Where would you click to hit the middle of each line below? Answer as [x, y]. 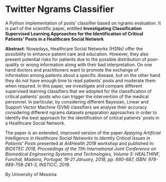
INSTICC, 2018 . [55, 164]
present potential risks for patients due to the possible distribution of [76, 59]
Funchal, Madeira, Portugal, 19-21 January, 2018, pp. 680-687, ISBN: [76, 159]
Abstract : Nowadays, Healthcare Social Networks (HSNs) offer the [74, 48]
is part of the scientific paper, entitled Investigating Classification [73, 28]
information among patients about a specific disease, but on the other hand [83, 75]
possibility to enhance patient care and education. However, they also [77, 54]
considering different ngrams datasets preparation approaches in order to [81, 112]
